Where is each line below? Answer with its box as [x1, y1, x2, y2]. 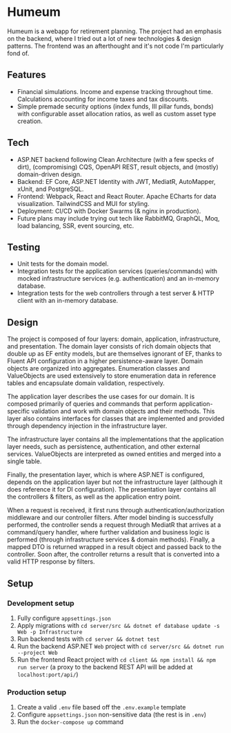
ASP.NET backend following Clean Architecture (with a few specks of [17, 155, 214, 163]
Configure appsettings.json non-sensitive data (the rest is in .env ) [17, 710, 207, 719]
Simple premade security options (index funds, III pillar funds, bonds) [17, 102, 214, 111]
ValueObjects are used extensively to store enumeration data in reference [7, 371, 217, 380]
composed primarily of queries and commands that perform [7, 400, 178, 408]
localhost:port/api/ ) [17, 670, 79, 678]
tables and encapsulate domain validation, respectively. [7, 379, 165, 387]
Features [7, 69, 46, 81]
